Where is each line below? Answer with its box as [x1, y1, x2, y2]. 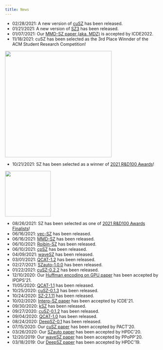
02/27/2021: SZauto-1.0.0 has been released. [12, 262, 103, 267]
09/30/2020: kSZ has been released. [12, 303, 87, 309]
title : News [5, 7, 29, 12]
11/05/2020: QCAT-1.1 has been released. [12, 282, 94, 288]
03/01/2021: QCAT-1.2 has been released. [12, 256, 96, 262]
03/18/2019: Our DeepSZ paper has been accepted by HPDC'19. [12, 339, 141, 345]
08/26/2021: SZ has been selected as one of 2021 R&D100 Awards [12, 220, 145, 226]
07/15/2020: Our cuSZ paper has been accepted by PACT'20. [12, 324, 135, 330]
